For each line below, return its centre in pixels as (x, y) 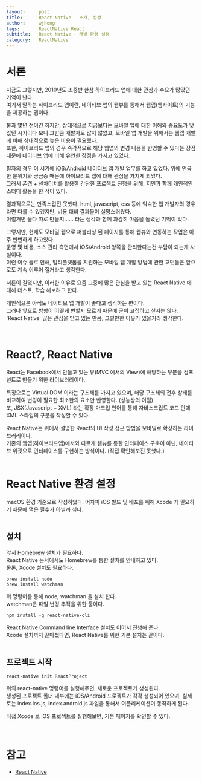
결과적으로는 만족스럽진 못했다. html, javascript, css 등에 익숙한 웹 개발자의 (95, 204)
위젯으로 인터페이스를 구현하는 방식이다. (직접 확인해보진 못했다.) (88, 451)
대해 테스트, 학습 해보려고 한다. (43, 290)
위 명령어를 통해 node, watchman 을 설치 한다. (62, 596)
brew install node (29, 579)
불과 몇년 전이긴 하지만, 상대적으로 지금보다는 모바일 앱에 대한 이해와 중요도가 (97, 125)
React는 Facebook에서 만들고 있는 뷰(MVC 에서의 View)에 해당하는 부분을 (94, 372)
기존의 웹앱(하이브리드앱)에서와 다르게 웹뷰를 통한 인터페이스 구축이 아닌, (92, 443)
